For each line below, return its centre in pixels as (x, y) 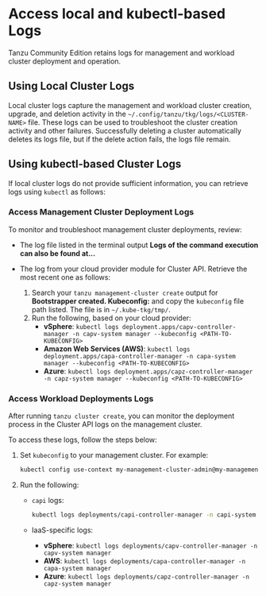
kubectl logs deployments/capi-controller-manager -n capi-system (144, 515)
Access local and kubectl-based (117, 14)
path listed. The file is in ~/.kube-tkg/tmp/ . (101, 309)
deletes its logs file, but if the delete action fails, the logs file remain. (120, 139)
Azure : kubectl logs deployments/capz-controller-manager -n (146, 576)
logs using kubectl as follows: (57, 192)
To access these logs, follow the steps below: (83, 440)
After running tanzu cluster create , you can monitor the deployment (121, 416)
